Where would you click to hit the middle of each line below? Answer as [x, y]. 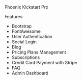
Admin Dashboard [30, 73]
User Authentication [32, 37]
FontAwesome [26, 31]
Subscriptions [26, 57]
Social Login [24, 42]
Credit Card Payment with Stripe [44, 63]
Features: [14, 16]
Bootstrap [22, 26]
